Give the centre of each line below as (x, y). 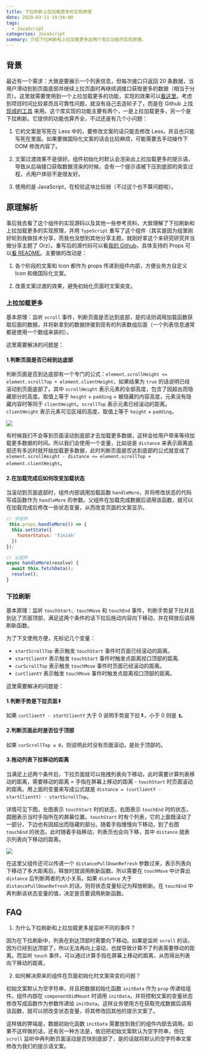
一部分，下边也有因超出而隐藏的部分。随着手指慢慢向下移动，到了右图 (93, 824)
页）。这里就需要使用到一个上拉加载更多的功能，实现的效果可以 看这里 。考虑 (99, 96)
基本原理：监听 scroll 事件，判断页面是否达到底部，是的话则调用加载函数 (97, 317)
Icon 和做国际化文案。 (42, 273)
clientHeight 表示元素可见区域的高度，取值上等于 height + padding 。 (92, 412)
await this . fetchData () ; (42, 569)
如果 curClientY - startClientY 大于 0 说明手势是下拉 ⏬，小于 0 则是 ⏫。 (96, 715)
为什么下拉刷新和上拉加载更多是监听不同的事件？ (75, 927)
